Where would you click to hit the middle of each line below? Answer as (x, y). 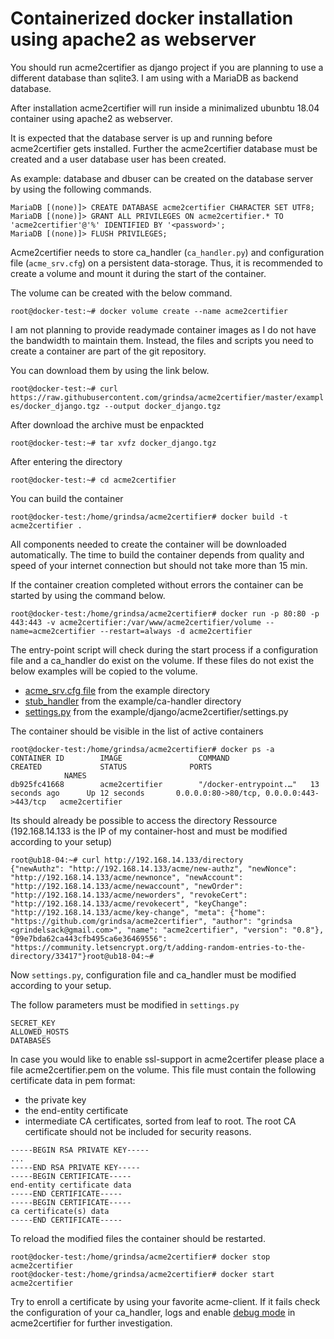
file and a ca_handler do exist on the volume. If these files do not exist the (162, 660)
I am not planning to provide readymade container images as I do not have (163, 329)
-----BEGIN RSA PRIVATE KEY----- (80, 1150)
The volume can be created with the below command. (121, 293)
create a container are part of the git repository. (108, 351)
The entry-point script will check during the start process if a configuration (164, 649)
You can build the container (67, 498)
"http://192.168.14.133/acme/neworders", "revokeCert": (129, 895)
